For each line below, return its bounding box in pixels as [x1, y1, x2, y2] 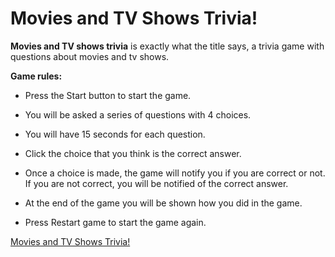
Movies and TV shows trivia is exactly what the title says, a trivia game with [10, 40, 325, 52]
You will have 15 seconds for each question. [24, 128, 206, 140]
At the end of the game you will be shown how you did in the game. [24, 197, 303, 209]
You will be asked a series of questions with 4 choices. [24, 108, 252, 121]
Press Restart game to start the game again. [24, 216, 207, 228]
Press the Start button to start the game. [24, 89, 192, 101]
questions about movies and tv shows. [10, 50, 170, 62]
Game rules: [10, 70, 63, 82]
